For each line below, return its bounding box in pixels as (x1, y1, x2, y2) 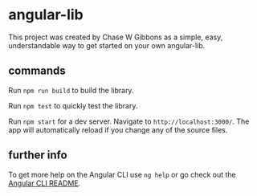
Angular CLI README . (8, 178, 81, 188)
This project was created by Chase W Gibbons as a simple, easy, (8, 32, 223, 42)
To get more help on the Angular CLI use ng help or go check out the (8, 169, 236, 179)
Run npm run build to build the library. (8, 85, 134, 95)
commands (8, 64, 66, 78)
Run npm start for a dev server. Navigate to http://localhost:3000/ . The (8, 116, 250, 126)
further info (8, 149, 67, 162)
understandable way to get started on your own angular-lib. (8, 40, 206, 50)
